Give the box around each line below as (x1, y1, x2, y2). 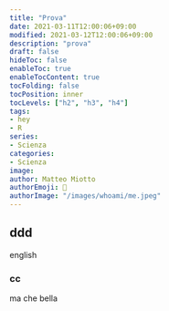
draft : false (9, 47, 59, 57)
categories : (9, 149, 55, 158)
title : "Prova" (9, 13, 68, 23)
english (9, 249, 37, 260)
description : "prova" (9, 38, 92, 48)
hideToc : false (9, 56, 68, 65)
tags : (9, 107, 30, 116)
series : (9, 132, 39, 141)
